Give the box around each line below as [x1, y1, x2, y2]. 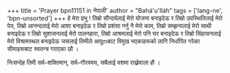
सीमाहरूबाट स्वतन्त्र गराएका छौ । [7, 45, 79, 53]
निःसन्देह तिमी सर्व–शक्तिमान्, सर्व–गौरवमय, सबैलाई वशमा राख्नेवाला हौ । [7, 59, 160, 66]
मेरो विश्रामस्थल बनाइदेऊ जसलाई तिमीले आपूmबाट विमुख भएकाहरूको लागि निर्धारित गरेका [7, 38, 200, 45]
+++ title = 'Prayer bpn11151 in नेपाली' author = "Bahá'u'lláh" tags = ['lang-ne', [7, 7, 223, 14]
